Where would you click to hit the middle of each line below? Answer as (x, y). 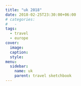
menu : (11, 62)
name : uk (24, 71)
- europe (19, 38)
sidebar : (19, 66)
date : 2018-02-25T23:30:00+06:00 (41, 15)
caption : (19, 52)
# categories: (20, 19)
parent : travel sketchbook (43, 76)
